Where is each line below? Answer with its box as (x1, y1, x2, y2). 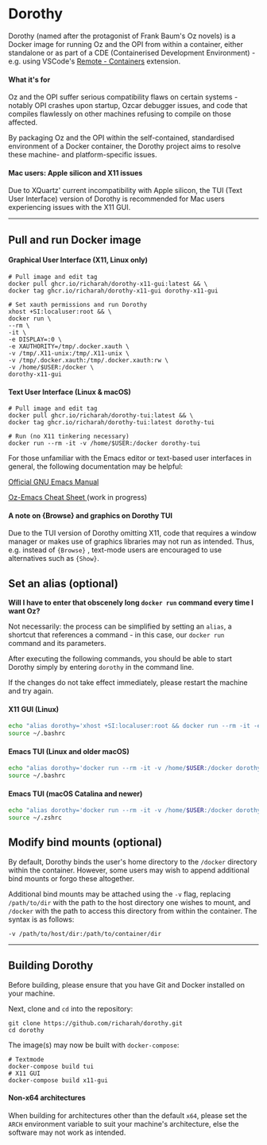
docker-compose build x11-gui (8, 1076, 109, 1085)
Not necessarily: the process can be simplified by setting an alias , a (8, 621, 232, 632)
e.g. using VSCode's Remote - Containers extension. (8, 56, 181, 66)
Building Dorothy (8, 959, 94, 973)
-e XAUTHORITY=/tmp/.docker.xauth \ (8, 342, 130, 350)
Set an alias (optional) (8, 577, 119, 590)
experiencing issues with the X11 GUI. (8, 203, 131, 212)
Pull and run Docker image (8, 233, 141, 246)
